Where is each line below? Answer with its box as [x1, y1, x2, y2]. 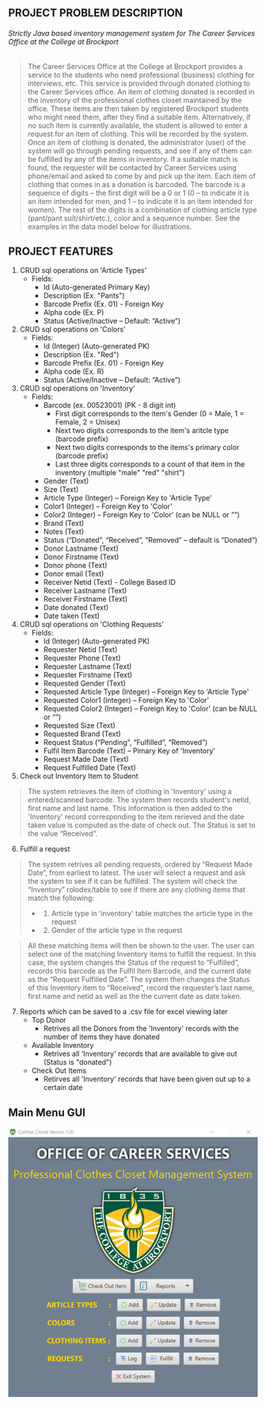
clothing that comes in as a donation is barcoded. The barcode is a [27, 179, 245, 189]
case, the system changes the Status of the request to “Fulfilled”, [27, 958, 240, 967]
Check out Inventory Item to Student [19, 771, 139, 781]
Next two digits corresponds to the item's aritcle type [55, 426, 230, 436]
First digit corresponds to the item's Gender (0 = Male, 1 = [55, 409, 245, 419]
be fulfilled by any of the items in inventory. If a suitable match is [27, 154, 238, 163]
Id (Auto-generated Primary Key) [43, 282, 150, 292]
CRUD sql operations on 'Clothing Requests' [19, 620, 165, 629]
